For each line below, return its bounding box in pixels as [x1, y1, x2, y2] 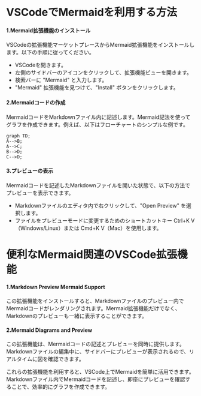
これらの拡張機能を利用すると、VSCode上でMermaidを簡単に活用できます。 [6, 368, 194, 376]
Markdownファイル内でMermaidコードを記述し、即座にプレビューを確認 [6, 376, 185, 383]
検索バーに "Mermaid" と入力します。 [14, 76, 108, 84]
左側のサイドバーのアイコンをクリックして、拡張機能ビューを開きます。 [14, 69, 193, 76]
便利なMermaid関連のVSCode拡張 [6, 247, 178, 261]
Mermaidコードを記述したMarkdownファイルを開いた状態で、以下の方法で [6, 181, 190, 189]
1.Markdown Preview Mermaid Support [6, 283, 106, 290]
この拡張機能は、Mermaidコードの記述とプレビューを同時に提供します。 [6, 340, 185, 348]
